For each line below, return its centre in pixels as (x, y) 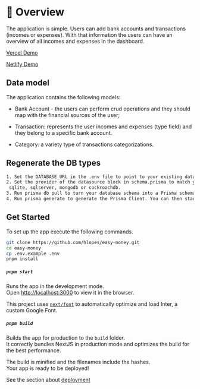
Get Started (28, 217)
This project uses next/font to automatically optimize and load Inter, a (92, 304)
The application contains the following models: (63, 97)
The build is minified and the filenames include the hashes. (78, 362)
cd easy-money (24, 248)
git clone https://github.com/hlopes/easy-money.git (73, 242)
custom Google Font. (32, 311)
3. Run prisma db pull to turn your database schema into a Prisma (92, 193)
